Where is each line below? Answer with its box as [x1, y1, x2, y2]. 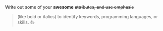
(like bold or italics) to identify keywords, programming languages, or [17, 14, 159, 19]
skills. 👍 [17, 19, 35, 25]
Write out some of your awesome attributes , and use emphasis [5, 4, 134, 10]
